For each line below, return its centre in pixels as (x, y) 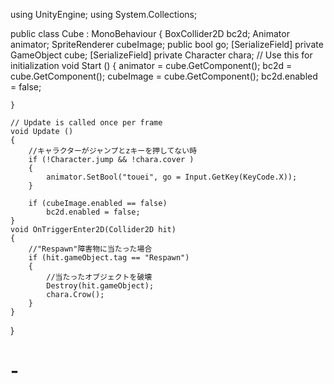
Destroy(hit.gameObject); (100, 286)
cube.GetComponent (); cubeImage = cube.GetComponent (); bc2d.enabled (164, 76)
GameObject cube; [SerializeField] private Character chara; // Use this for (161, 55)
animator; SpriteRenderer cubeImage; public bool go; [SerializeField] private (167, 44)
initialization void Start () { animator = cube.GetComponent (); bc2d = (151, 65)
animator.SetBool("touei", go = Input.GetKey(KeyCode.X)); (172, 177)
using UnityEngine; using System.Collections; (104, 14)
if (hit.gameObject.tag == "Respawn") (109, 258)
